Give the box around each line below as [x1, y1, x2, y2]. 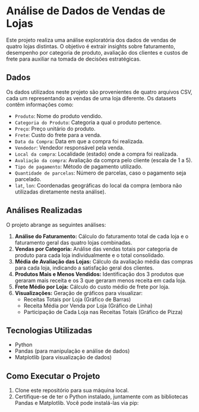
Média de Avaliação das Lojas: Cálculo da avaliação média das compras [14, 258, 193, 265]
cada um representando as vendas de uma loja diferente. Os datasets [6, 94, 176, 102]
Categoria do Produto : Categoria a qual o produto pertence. [14, 119, 162, 126]
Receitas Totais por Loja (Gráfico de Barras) [23, 296, 131, 303]
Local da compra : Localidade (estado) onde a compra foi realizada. [14, 150, 178, 157]
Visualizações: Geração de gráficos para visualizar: [14, 289, 143, 296]
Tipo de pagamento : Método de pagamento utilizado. [14, 163, 143, 170]
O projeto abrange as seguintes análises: [6, 221, 106, 228]
